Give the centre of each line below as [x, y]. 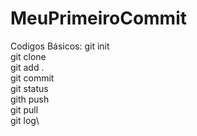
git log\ [25, 120]
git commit [32, 78]
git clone [28, 56]
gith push [30, 99]
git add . [27, 67]
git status [29, 88]
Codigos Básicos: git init [60, 46]
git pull [24, 109]
